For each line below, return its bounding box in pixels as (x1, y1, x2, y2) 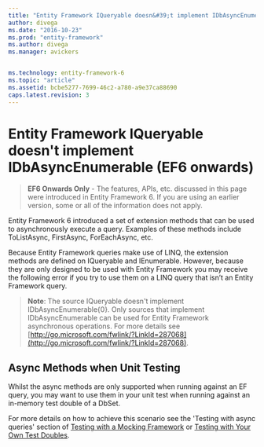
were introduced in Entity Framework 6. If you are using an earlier (27, 192, 240, 202)
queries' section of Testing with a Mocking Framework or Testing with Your (8, 422, 251, 432)
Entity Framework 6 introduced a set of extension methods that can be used (8, 216, 255, 225)
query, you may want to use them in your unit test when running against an (8, 390, 250, 400)
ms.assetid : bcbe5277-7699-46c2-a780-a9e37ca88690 (8, 83, 178, 91)
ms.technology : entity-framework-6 (8, 69, 125, 77)
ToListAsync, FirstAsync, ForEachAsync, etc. (8, 233, 153, 242)
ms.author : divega (8, 41, 68, 49)
